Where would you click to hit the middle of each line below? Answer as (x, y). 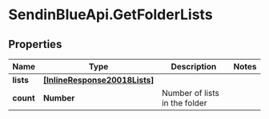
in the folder (184, 103)
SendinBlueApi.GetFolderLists (111, 15)
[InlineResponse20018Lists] (98, 80)
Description (194, 67)
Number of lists (191, 93)
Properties (35, 44)
